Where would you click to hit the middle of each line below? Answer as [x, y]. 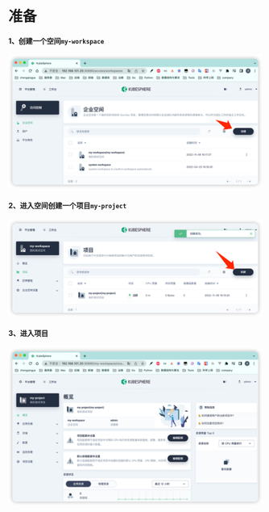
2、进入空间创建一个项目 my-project [68, 205]
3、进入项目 [29, 334]
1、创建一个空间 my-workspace [56, 40]
